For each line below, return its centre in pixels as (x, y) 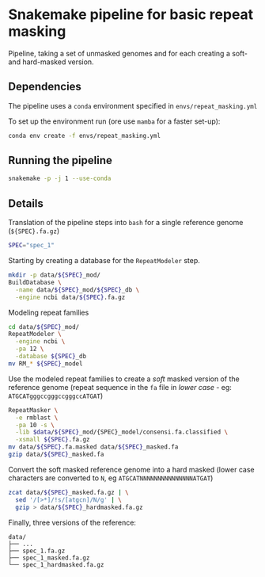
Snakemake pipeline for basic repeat (131, 15)
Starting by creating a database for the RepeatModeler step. (104, 260)
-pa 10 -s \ (35, 425)
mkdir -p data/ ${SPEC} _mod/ (55, 275)
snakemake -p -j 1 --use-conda (60, 179)
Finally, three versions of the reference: (72, 522)
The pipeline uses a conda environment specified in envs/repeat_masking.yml (133, 105)
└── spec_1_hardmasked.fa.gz (56, 564)
